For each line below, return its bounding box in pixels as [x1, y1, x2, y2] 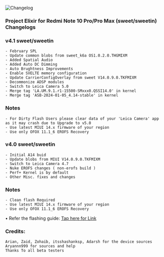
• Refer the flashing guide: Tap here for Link [5, 215, 97, 222]
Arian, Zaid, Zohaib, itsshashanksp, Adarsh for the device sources [5, 239, 152, 244]
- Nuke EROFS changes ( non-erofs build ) [5, 166, 96, 171]
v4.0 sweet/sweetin [5, 141, 56, 148]
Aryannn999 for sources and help [5, 244, 76, 249]
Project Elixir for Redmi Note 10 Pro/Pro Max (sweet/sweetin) [5, 17, 157, 24]
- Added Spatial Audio [5, 58, 53, 63]
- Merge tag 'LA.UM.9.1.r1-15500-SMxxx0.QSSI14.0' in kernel [5, 88, 137, 93]
